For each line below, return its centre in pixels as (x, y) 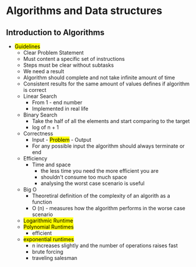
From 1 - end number (57, 102)
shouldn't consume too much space (84, 177)
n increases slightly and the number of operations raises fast (105, 245)
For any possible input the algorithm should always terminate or (108, 146)
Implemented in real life (60, 109)
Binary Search (40, 115)
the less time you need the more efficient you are (99, 171)
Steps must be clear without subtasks (69, 65)
